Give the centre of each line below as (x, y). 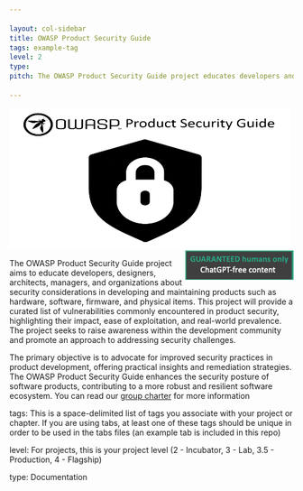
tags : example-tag (44, 48)
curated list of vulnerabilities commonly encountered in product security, (144, 310)
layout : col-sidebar (48, 28)
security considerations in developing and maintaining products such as (143, 292)
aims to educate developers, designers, (83, 273)
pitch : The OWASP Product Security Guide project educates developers (145, 77)
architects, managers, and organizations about (96, 282)
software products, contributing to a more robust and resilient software (141, 386)
